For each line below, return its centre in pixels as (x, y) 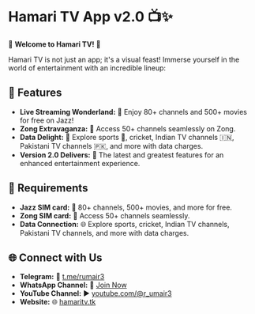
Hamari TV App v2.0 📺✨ (91, 17)
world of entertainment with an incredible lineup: (87, 68)
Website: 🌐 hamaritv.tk (58, 302)
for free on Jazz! (47, 120)
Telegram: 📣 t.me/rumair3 (62, 277)
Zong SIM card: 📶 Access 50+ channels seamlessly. (105, 215)
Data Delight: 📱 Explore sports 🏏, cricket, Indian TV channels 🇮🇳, (127, 137)
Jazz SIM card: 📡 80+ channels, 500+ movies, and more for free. (126, 207)
